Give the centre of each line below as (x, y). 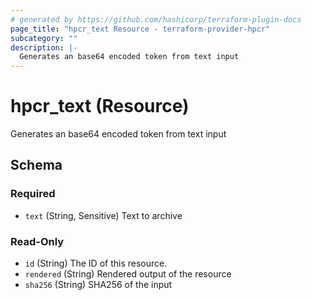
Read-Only (37, 241)
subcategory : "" (44, 38)
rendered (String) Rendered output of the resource (128, 274)
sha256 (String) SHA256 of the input (98, 285)
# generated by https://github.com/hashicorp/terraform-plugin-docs (156, 19)
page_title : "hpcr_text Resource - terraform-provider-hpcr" (140, 29)
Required (33, 194)
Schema (36, 165)
